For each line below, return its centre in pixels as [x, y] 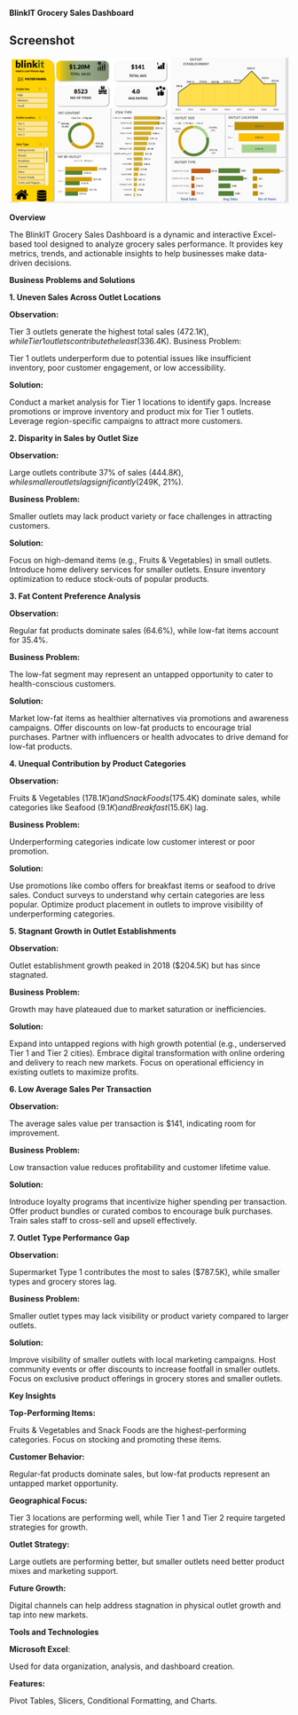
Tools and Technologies [54, 1632]
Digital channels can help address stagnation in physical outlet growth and [145, 1605]
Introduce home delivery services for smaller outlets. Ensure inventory [137, 569]
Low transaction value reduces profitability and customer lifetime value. [140, 1167]
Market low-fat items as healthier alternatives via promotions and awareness [149, 718]
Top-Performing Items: [52, 1412]
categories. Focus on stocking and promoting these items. [115, 1439]
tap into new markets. [49, 1615]
